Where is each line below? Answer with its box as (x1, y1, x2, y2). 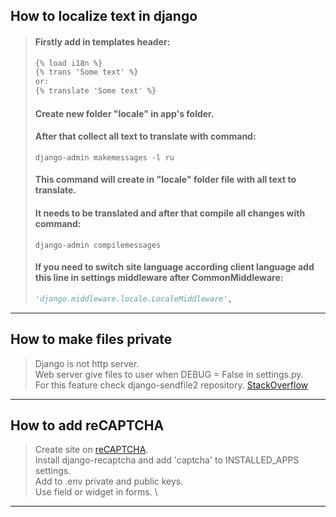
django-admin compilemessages (34, 240, 162, 250)
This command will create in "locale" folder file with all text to (34, 174, 297, 186)
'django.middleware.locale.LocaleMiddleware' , (34, 294, 233, 304)
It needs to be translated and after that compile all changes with (34, 207, 306, 219)
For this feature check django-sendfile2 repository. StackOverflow (34, 379, 308, 391)
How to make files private (10, 331, 173, 348)
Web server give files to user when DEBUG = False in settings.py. (34, 368, 304, 380)
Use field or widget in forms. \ (34, 486, 158, 498)
